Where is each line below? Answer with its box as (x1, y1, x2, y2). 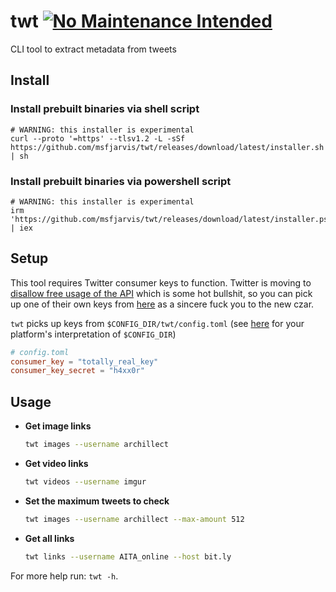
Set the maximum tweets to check (24, 495, 170, 507)
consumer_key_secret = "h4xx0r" (10, 366, 145, 376)
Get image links (24, 420, 92, 432)
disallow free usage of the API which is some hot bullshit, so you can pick (10, 287, 313, 299)
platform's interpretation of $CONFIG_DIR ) (10, 328, 177, 340)
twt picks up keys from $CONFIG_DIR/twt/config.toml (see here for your (10, 317, 305, 329)
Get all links (24, 532, 75, 544)
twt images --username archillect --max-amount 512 (24, 514, 245, 524)
